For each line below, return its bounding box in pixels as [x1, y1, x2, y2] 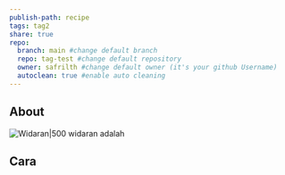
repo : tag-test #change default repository [17, 54, 181, 63]
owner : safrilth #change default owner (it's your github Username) [17, 63, 278, 72]
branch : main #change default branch [17, 46, 158, 55]
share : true [9, 29, 54, 38]
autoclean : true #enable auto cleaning [17, 71, 166, 80]
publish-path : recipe [9, 12, 90, 22]
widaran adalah [68, 128, 125, 138]
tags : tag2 [9, 21, 50, 30]
